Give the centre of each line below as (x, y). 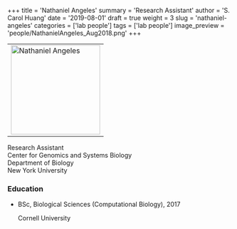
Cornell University (44, 218)
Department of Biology (41, 163)
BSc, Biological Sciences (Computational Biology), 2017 (99, 204)
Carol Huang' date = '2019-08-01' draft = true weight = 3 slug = (101, 18)
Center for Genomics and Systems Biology (70, 155)
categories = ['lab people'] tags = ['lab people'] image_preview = (129, 25)
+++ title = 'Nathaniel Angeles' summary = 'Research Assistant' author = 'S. (118, 10)
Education (26, 188)
